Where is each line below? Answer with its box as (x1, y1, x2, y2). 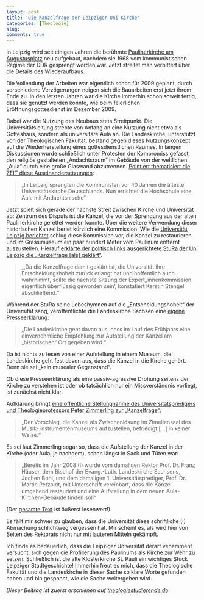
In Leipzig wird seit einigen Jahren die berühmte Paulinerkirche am (6, 48, 174, 56)
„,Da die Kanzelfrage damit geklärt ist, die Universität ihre (21, 263, 166, 270)
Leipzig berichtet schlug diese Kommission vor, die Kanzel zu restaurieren (6, 232, 192, 239)
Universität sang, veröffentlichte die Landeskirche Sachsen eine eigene (6, 308, 185, 315)
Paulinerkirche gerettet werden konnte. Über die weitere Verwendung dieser (6, 219, 198, 226)
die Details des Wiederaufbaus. (6, 68, 85, 75)
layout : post (6, 9, 40, 15)
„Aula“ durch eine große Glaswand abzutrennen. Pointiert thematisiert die (6, 163, 191, 170)
